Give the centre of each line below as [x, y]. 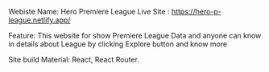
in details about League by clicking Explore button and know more [118, 44]
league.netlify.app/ [39, 20]
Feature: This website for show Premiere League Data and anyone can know [135, 36]
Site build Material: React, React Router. [74, 60]
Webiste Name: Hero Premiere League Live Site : [89, 12]
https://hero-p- [196, 12]
